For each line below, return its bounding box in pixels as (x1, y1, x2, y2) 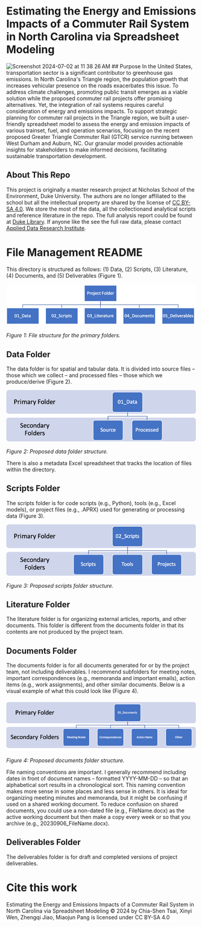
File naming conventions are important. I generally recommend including (6, 768, 186, 776)
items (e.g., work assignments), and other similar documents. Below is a (6, 681, 185, 689)
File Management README (6, 246, 143, 259)
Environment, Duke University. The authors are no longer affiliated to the (6, 192, 186, 200)
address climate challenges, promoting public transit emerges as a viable (6, 88, 188, 95)
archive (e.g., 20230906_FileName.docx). (6, 820, 110, 827)
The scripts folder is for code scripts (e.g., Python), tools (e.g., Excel (6, 499, 176, 506)
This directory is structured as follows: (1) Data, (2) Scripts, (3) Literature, (6, 266, 188, 273)
